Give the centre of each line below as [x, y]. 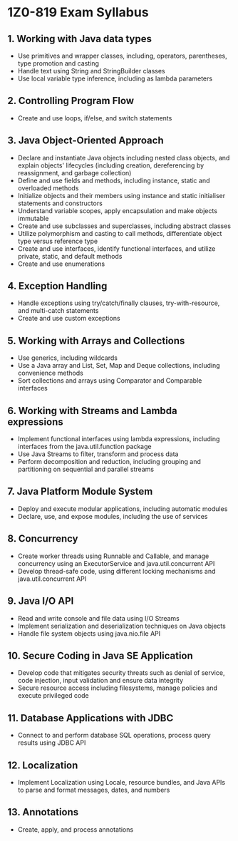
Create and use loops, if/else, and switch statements [95, 118]
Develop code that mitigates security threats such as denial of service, [121, 673]
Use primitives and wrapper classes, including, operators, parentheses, [122, 56]
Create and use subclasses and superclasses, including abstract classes [124, 226]
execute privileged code [53, 696]
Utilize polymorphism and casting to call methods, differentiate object [120, 233]
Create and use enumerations [61, 264]
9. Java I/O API [41, 601]
